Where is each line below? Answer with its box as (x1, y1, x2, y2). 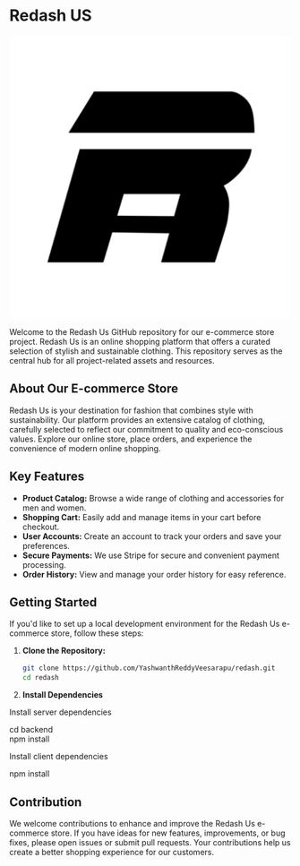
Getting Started (9, 595, 98, 610)
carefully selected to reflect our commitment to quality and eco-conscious (9, 424, 284, 434)
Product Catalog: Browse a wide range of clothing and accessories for (21, 493, 285, 503)
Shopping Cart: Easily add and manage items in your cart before (21, 511, 261, 522)
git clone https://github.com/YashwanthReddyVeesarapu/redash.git (21, 664, 276, 673)
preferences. (21, 540, 70, 551)
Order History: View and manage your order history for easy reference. (21, 569, 287, 579)
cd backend (9, 725, 54, 735)
